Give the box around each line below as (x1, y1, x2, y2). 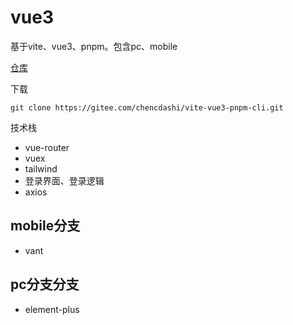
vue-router (24, 141, 70, 153)
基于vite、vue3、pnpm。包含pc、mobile (10, 40, 178, 52)
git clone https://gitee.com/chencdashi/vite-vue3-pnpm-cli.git (10, 102, 284, 113)
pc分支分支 (10, 276, 80, 293)
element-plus (24, 303, 80, 315)
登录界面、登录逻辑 (24, 174, 105, 186)
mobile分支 (10, 217, 81, 235)
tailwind (24, 162, 58, 175)
